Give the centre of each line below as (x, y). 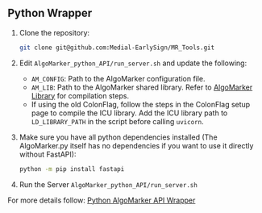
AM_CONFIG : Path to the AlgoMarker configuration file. (119, 78)
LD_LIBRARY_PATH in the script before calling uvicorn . (117, 121)
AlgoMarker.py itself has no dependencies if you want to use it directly (136, 145)
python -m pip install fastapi (72, 169)
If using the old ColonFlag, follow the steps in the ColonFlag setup (141, 104)
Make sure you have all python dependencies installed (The (119, 137)
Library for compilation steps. (80, 95)
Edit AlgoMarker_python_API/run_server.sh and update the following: (133, 63)
